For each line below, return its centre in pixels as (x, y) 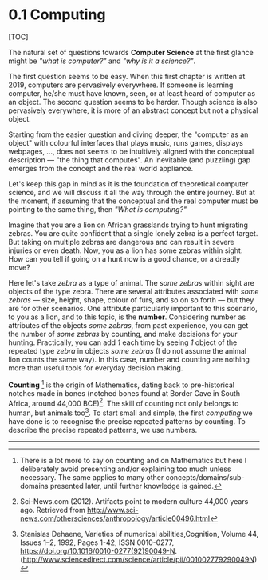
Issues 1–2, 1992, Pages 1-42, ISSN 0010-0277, (97, 542)
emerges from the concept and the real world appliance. (101, 168)
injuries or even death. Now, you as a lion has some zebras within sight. (126, 250)
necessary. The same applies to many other (92, 477)
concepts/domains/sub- (205, 477)
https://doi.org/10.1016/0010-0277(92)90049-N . (99, 550)
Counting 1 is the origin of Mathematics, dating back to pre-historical (122, 384)
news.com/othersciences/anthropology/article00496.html (114, 518)
